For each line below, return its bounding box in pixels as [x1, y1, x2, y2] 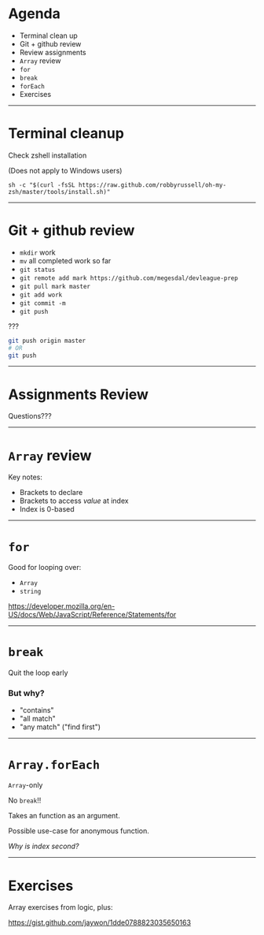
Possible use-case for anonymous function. [8, 826, 149, 836]
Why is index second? [8, 841, 79, 851]
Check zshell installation [8, 151, 87, 160]
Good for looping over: [8, 563, 82, 572]
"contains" [19, 706, 54, 715]
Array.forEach [8, 758, 101, 773]
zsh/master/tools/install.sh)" [8, 188, 111, 196]
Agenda [8, 5, 60, 23]
